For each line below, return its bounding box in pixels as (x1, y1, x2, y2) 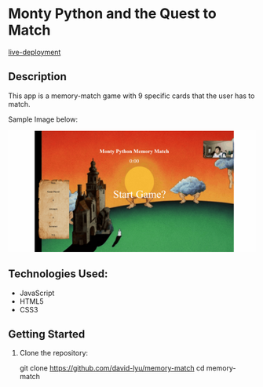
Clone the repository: (19, 349, 89, 358)
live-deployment (8, 47, 61, 57)
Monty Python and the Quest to (8, 5, 217, 23)
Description (8, 70, 67, 83)
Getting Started (8, 327, 86, 341)
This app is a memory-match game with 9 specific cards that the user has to (8, 91, 255, 100)
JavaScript (19, 288, 55, 298)
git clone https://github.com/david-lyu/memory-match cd (19, 363, 205, 373)
